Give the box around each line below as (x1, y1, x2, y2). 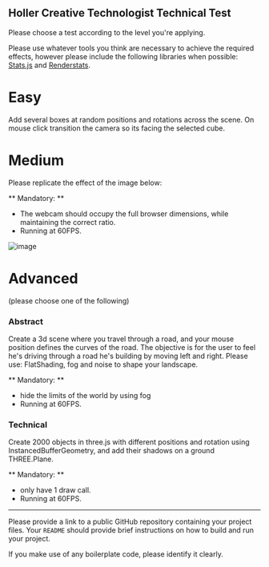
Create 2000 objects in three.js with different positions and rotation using (8, 437, 250, 447)
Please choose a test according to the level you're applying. (8, 27, 206, 37)
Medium (8, 151, 64, 169)
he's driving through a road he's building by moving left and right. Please (8, 351, 248, 360)
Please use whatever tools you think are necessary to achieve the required (8, 43, 255, 53)
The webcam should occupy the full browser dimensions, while (19, 208, 229, 219)
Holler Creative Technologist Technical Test (8, 6, 231, 20)
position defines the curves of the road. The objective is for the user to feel (8, 342, 256, 352)
